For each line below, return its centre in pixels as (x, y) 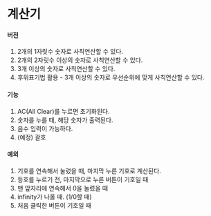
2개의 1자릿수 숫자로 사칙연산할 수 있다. (70, 52)
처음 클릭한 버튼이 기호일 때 (54, 205)
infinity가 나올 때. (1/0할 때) (54, 197)
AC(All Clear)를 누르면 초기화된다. (63, 111)
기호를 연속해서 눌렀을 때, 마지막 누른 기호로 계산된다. (89, 170)
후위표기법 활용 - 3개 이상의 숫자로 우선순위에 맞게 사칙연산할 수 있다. (111, 77)
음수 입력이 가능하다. (45, 128)
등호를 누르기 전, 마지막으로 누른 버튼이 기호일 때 (83, 179)
